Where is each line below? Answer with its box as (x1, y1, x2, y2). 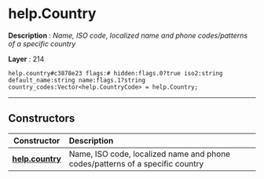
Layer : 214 (8, 54, 45, 64)
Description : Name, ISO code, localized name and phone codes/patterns (8, 31, 248, 40)
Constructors (8, 111, 75, 126)
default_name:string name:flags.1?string (8, 76, 146, 84)
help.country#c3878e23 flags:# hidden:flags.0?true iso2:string (8, 69, 223, 77)
